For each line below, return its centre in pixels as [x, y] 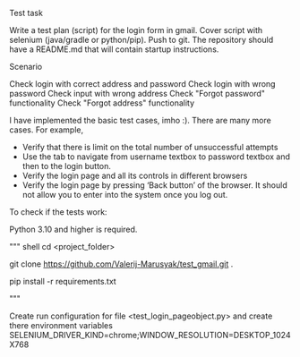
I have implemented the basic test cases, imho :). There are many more [140, 120]
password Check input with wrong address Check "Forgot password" [137, 93]
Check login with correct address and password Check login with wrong [142, 84]
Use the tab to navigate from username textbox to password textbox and [156, 157]
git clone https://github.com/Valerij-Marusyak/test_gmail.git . [121, 264]
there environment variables [61, 325]
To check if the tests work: [58, 212]
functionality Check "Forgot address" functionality [102, 103]
